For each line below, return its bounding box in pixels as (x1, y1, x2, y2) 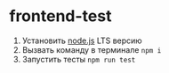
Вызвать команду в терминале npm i (21, 44, 162, 55)
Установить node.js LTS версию (21, 35, 142, 46)
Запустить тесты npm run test (21, 54, 136, 64)
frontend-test (9, 6, 112, 26)
